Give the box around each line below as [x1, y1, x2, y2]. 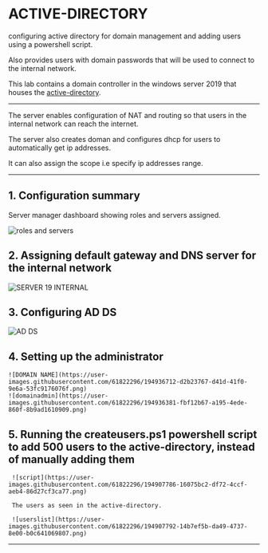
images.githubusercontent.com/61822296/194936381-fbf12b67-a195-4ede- [8, 399, 248, 407]
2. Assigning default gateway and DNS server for [8, 249, 257, 263]
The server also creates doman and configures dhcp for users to [8, 134, 221, 144]
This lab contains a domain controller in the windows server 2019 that [8, 79, 237, 89]
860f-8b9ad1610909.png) [8, 406, 88, 414]
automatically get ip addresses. [8, 143, 112, 152]
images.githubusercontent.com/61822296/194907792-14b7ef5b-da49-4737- [8, 523, 248, 531]
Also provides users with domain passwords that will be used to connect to [8, 55, 255, 65]
